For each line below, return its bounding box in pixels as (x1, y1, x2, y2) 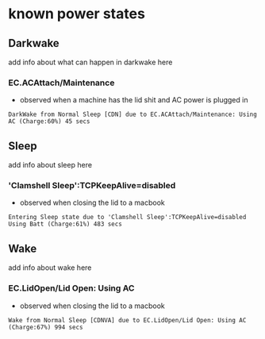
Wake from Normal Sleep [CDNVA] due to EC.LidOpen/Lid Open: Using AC (8, 316, 247, 324)
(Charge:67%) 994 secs (8, 323, 83, 331)
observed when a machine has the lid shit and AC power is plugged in (19, 95, 248, 105)
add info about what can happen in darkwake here (8, 57, 173, 67)
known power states (8, 5, 145, 23)
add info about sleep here (8, 160, 93, 170)
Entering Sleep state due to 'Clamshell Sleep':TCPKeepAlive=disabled (8, 214, 247, 222)
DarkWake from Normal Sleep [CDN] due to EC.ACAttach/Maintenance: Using (8, 110, 258, 119)
